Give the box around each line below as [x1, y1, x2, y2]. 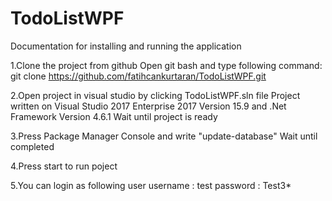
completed [10, 140, 55, 152]
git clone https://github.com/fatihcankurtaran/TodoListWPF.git [10, 70, 267, 82]
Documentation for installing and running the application [10, 40, 242, 52]
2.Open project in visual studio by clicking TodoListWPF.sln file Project [10, 89, 301, 101]
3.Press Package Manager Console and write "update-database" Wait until [10, 130, 318, 142]
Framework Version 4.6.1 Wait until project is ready [10, 110, 218, 122]
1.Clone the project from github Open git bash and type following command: [10, 59, 323, 71]
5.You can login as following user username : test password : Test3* [10, 179, 292, 191]
